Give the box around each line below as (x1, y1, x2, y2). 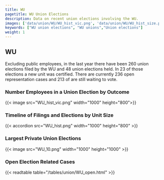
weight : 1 (5, 30, 25, 35)
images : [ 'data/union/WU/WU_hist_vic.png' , (5, 20, 95, 26)
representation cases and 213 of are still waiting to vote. (5, 76, 118, 82)
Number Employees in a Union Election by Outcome (5, 88, 130, 95)
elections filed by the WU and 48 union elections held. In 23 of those (5, 66, 143, 72)
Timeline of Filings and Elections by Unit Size (5, 112, 114, 119)
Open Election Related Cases (5, 158, 75, 165)
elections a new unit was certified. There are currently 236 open (5, 71, 134, 77)
